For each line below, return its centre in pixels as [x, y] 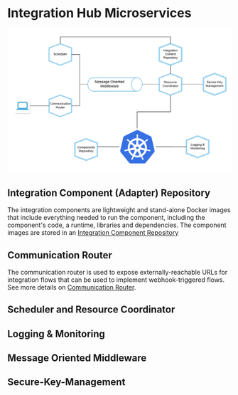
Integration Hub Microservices [99, 13]
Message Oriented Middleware [77, 358]
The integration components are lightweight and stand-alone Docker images [119, 210]
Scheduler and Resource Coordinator [91, 310]
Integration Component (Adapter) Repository [109, 193]
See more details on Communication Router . [72, 287]
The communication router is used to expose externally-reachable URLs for [118, 272]
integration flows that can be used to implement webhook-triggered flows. [116, 280]
